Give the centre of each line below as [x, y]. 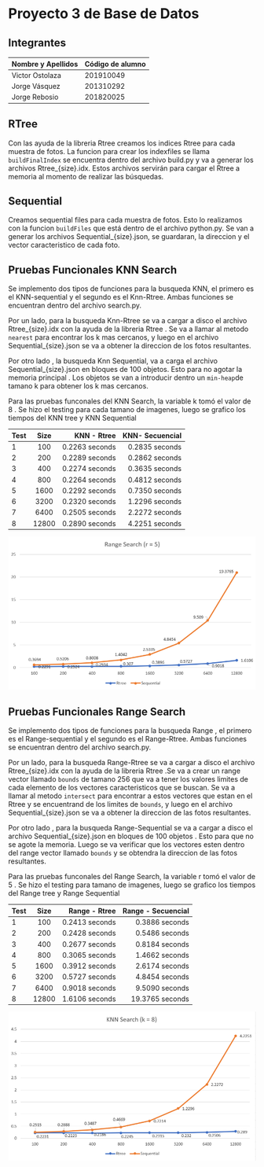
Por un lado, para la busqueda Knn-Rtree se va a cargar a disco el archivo [128, 321]
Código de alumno [115, 64]
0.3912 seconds [89, 966]
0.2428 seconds [89, 933]
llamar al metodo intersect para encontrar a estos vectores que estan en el [130, 796]
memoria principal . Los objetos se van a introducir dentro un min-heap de [126, 377]
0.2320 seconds [89, 502]
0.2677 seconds [89, 944]
